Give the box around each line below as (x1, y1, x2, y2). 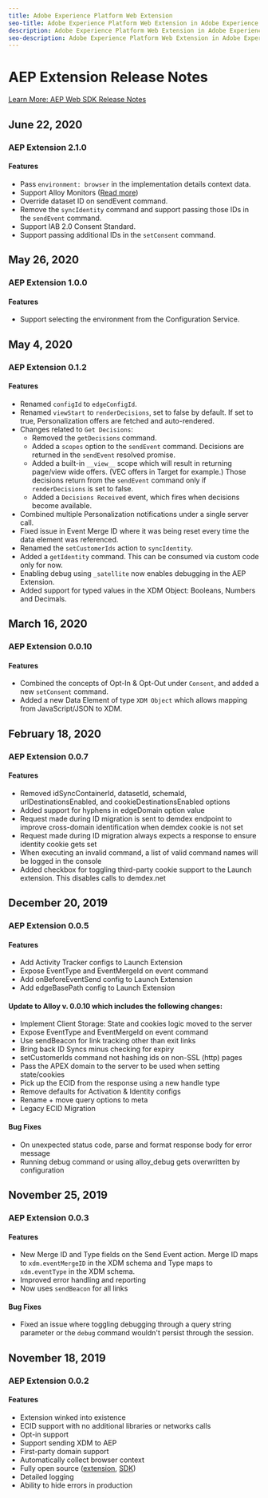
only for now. (19, 560, 63, 570)
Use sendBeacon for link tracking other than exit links (19, 1036, 196, 1046)
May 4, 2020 (8, 337, 73, 351)
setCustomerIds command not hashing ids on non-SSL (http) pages (19, 1053, 242, 1062)
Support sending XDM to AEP (19, 1437, 117, 1448)
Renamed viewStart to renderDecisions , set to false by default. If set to (19, 408, 254, 417)
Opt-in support (19, 1429, 69, 1439)
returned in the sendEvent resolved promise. (31, 450, 175, 459)
